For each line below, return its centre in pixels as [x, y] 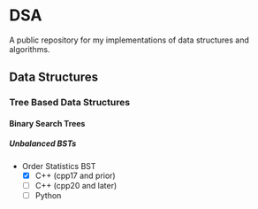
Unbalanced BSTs [43, 143]
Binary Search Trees [47, 123]
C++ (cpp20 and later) [76, 185]
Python [48, 195]
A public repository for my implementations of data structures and [129, 40]
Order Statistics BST [59, 166]
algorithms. [30, 49]
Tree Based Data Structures [70, 103]
